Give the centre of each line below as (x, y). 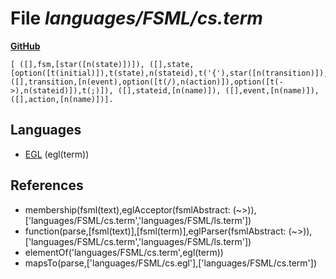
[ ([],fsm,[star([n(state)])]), (77, 64)
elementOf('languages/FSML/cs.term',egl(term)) (124, 252)
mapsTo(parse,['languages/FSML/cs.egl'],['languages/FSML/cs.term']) (170, 263)
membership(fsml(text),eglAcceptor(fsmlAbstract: (127, 209)
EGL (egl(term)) (57, 154)
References (47, 185)
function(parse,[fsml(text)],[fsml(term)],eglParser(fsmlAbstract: (155, 231)
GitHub (25, 46)
